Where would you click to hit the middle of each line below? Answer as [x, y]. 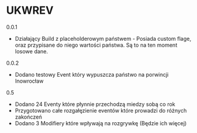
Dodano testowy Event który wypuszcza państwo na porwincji [92, 74]
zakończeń [28, 117]
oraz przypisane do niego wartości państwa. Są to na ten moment [96, 45]
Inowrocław [29, 81]
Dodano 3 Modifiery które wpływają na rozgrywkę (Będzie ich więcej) [101, 123]
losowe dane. [31, 51]
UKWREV [30, 10]
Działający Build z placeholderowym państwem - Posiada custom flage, [103, 38]
